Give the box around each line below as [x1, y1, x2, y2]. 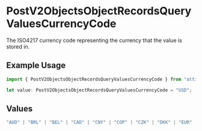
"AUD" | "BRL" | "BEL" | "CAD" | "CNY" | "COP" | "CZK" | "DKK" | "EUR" [6, 120, 192, 126]
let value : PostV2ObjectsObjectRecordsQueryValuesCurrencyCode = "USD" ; [6, 87, 192, 93]
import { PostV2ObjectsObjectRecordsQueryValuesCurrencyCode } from [6, 76, 182, 82]
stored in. [6, 43, 30, 50]
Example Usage [6, 60, 66, 71]
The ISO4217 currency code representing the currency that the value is [6, 36, 182, 44]
